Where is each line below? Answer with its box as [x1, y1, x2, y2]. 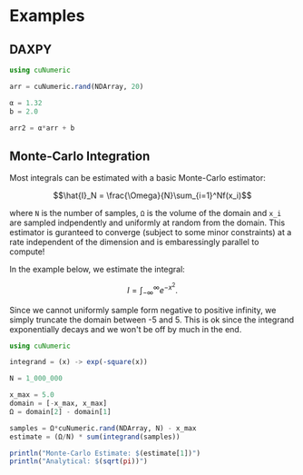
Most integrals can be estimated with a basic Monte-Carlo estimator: [9, 173, 266, 183]
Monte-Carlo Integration [9, 148, 151, 163]
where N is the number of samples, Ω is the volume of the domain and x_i [9, 208, 282, 219]
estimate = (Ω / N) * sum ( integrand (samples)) [9, 432, 181, 441]
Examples [9, 5, 85, 26]
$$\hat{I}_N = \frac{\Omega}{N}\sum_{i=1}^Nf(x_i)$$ [53, 190, 252, 201]
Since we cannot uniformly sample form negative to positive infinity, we [9, 304, 277, 315]
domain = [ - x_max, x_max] [9, 399, 107, 409]
